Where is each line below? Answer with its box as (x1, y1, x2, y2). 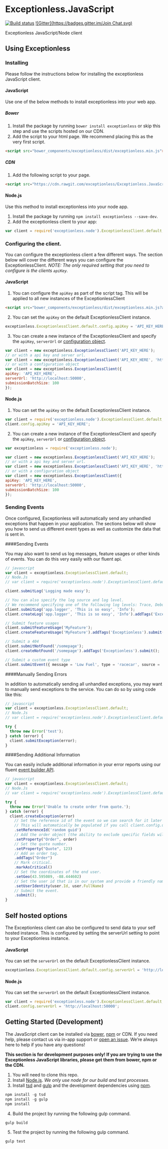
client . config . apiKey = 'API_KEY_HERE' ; (5, 421, 91, 426)
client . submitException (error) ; (9, 738, 77, 743)
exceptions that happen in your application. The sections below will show (5, 520, 156, 527)
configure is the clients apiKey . (5, 267, 68, 274)
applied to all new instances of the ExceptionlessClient (12, 296, 125, 302)
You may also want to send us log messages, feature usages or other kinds (5, 550, 160, 557)
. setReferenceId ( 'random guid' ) (14, 828, 81, 833)
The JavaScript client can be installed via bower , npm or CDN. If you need (5, 1031, 157, 1037)
